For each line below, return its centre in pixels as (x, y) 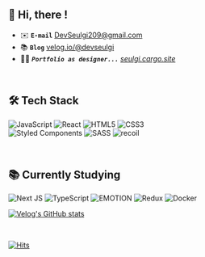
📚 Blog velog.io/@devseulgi (67, 47)
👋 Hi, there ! (38, 15)
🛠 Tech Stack (44, 101)
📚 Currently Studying (65, 175)
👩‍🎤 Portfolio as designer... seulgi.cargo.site (98, 58)
